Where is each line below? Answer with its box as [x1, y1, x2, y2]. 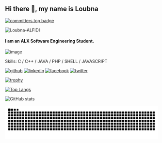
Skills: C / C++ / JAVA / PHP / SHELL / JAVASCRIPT [5, 59, 108, 64]
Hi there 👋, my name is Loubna [5, 5, 98, 13]
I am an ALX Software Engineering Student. [5, 38, 95, 44]
